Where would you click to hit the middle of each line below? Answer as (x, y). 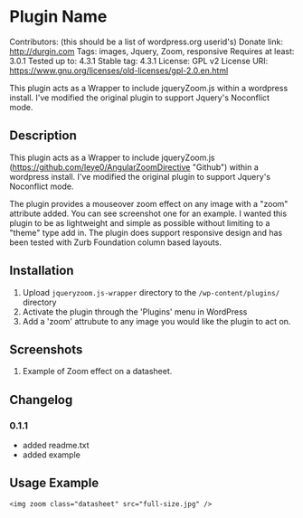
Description (43, 136)
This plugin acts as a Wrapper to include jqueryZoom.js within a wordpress (149, 88)
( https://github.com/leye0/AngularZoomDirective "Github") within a (134, 167)
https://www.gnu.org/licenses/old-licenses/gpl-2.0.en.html (119, 71)
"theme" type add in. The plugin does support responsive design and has (146, 232)
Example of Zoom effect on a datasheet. (97, 372)
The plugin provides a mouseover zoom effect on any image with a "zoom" (149, 203)
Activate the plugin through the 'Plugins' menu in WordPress (135, 311)
